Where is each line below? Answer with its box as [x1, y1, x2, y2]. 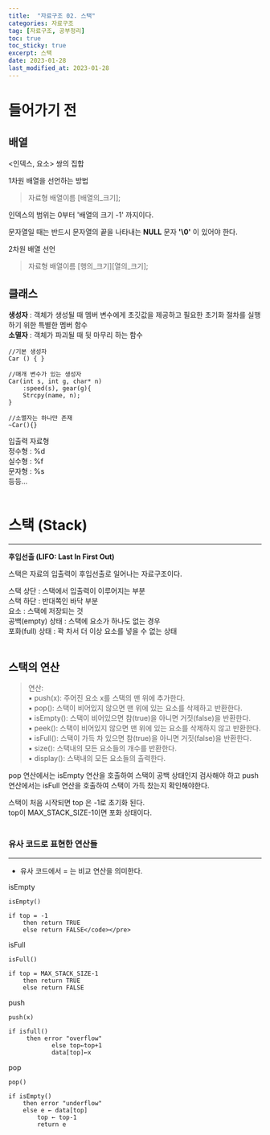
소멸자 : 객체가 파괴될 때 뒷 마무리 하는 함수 [8, 330, 143, 339]
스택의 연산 [8, 660, 60, 674]
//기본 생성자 [8, 347, 47, 356]
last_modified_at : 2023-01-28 [8, 64, 110, 72]
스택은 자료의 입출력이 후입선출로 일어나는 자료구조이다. [8, 569, 182, 578]
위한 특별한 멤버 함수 [22, 319, 88, 330]
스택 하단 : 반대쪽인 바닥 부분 [8, 596, 99, 606]
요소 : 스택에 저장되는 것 [8, 606, 84, 615]
